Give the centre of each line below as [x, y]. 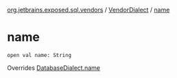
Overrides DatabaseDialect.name [54, 68]
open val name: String [39, 55]
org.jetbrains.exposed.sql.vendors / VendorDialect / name [88, 10]
